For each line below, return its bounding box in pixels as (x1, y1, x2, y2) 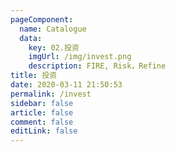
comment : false (10, 117, 74, 127)
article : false (10, 107, 74, 118)
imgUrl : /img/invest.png (28, 52, 132, 62)
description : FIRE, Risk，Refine (28, 61, 167, 71)
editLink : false (10, 126, 78, 136)
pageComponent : (10, 14, 74, 25)
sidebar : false (10, 98, 74, 108)
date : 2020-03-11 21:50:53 (10, 80, 123, 90)
